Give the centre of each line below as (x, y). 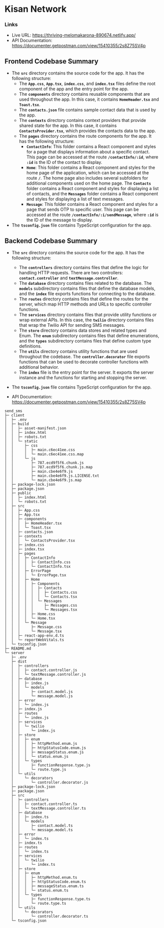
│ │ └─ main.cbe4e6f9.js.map (43, 480)
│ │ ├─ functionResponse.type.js (51, 765)
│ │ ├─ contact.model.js (42, 692)
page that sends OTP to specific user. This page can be (83, 210)
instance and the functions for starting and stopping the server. (83, 378)
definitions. (30, 346)
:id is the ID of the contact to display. (64, 162)
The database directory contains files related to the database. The (85, 283)
